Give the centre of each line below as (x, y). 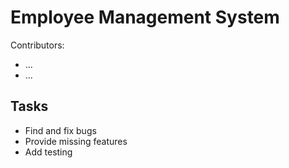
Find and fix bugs (60, 130)
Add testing (48, 152)
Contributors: (37, 45)
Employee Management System (145, 17)
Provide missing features (76, 141)
